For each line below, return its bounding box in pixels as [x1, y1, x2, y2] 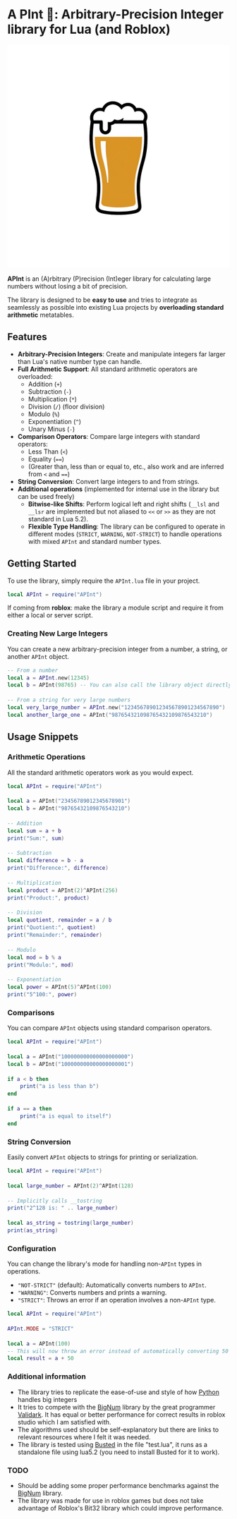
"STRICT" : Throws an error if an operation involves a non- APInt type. [17, 1296, 217, 1305]
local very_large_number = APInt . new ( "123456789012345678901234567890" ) [7, 704, 226, 711]
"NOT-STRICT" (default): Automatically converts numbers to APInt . [17, 1281, 207, 1290]
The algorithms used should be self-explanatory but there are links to [17, 1425, 219, 1434]
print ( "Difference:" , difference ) [7, 864, 109, 872]
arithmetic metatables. [7, 310, 74, 319]
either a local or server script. [7, 611, 93, 619]
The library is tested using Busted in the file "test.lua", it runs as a [17, 1440, 208, 1448]
